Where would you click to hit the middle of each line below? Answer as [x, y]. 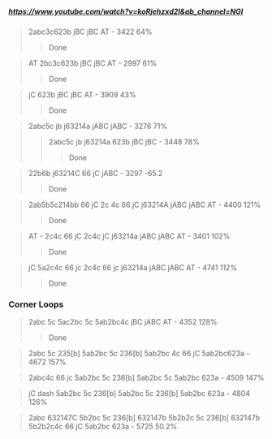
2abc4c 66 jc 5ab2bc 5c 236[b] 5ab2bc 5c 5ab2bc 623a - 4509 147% [146, 378]
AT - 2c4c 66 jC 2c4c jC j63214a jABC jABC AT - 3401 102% [129, 236]
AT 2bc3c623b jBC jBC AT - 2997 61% [93, 63]
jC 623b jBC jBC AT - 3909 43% [82, 94]
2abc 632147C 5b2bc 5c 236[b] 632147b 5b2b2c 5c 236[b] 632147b [144, 418]
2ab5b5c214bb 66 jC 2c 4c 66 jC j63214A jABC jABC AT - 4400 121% [145, 204]
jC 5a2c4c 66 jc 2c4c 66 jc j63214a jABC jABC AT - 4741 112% [133, 267]
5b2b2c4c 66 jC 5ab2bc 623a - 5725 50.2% [103, 427]
